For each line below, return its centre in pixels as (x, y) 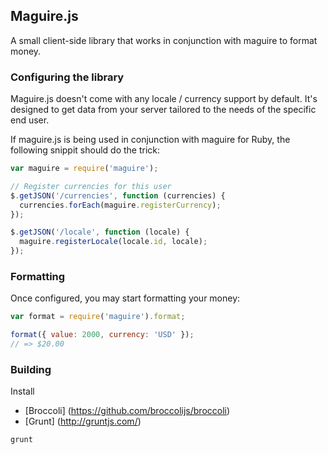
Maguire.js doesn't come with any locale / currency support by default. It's (164, 99)
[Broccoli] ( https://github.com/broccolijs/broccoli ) (127, 411)
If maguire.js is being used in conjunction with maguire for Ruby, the (150, 140)
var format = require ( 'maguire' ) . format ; (98, 317)
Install (22, 391)
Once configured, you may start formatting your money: (125, 298)
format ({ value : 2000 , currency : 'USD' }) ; (102, 335)
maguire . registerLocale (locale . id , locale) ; (113, 242)
